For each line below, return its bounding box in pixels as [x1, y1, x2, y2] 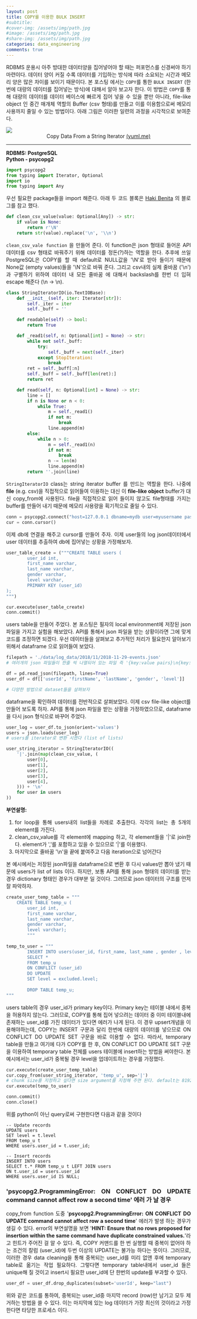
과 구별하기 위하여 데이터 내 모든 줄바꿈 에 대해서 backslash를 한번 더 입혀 [6, 270, 191, 278]
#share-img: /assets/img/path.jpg [6, 36, 91, 42]
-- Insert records [6, 1153, 51, 1159]
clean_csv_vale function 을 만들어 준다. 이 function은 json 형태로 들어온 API [6, 241, 192, 248]
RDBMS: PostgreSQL [6, 149, 57, 156]
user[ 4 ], [27, 779, 49, 784]
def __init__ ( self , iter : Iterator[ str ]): [16, 295, 122, 301]
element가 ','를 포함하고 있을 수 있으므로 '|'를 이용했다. [22, 841, 148, 848]
